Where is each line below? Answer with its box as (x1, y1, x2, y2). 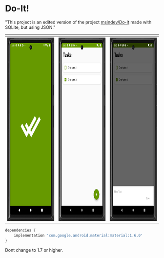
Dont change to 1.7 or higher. (5, 247, 63, 253)
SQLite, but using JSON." (5, 24, 56, 30)
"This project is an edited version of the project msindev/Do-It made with (5, 19, 152, 25)
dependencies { (5, 228, 36, 233)
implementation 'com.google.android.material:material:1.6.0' (14, 233, 143, 238)
